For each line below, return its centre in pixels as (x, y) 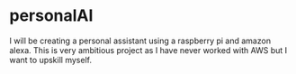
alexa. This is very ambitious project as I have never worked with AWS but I (148, 50)
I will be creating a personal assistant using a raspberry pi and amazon (140, 41)
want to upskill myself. (51, 60)
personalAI (51, 16)
